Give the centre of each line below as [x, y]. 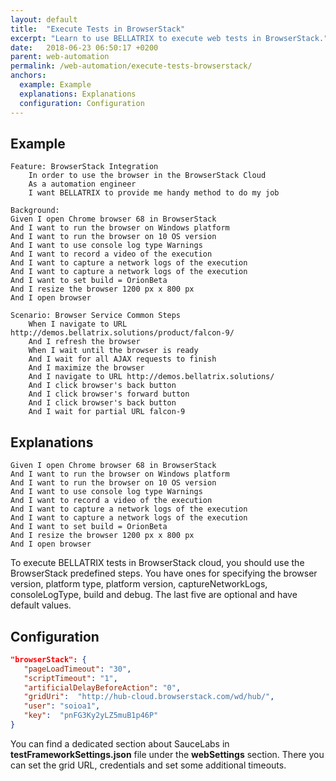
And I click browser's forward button [109, 394]
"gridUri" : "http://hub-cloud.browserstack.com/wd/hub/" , [149, 697]
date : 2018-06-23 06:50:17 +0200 [84, 47]
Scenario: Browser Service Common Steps [96, 316]
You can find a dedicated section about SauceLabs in [120, 743]
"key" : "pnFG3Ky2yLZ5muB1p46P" [91, 716]
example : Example [55, 85]
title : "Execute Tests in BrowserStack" [98, 29]
